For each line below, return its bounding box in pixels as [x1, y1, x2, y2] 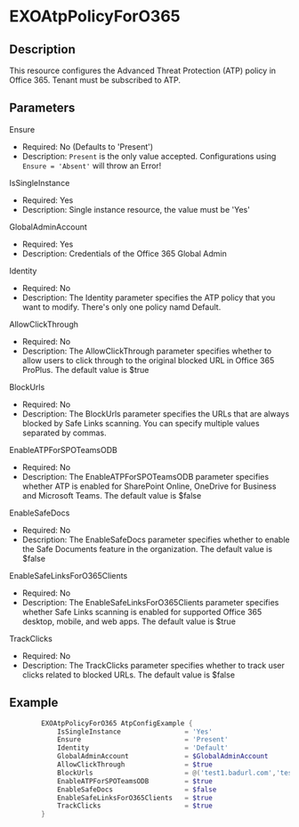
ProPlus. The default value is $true [21, 364, 149, 375]
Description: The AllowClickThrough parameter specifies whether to [21, 345, 272, 356]
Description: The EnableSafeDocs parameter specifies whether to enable [21, 534, 290, 545]
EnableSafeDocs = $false [56, 785, 217, 794]
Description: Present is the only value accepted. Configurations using [21, 150, 277, 161]
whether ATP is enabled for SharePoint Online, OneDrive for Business [21, 481, 277, 491]
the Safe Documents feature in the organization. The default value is [21, 543, 273, 554]
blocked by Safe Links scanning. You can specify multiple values [21, 418, 260, 428]
